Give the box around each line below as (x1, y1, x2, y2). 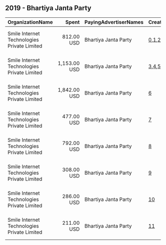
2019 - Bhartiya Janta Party (5, 4, 91, 12)
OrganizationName (7, 18, 53, 25)
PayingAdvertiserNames (84, 18, 144, 25)
